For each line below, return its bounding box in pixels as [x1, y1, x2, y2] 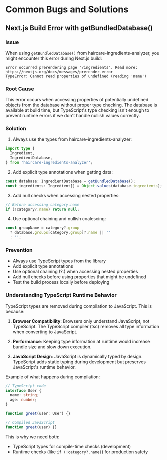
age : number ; [10, 397, 37, 402]
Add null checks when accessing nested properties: [12, 192, 120, 198]
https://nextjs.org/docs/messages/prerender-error [5, 69, 113, 74]
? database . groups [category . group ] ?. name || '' [10, 230, 111, 235]
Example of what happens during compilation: [5, 374, 100, 380]
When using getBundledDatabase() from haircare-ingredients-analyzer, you [5, 50, 160, 56]
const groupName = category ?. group [5, 225, 80, 231]
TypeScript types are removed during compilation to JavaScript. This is [5, 303, 152, 309]
